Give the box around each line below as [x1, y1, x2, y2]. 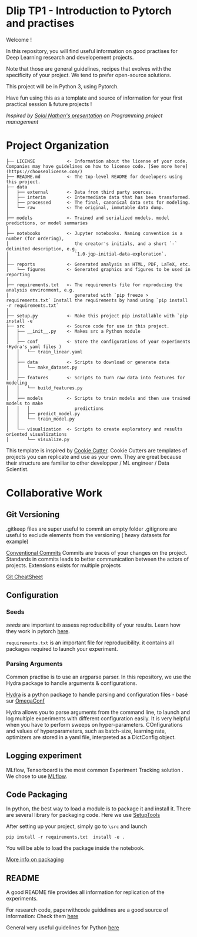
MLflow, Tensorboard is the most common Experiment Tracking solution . [6, 766, 183, 773]
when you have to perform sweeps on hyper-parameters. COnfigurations [6, 721, 183, 728]
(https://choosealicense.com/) [6, 168, 83, 174]
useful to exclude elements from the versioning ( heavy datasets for [6, 531, 171, 538]
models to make [6, 400, 44, 406]
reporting [6, 272, 31, 277]
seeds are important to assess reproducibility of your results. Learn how [6, 621, 181, 628]
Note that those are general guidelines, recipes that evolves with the [6, 65, 172, 72]
